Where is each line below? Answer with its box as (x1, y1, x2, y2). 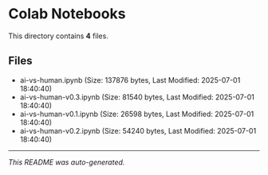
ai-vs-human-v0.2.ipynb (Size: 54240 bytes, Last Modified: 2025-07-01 (19, 126, 257, 135)
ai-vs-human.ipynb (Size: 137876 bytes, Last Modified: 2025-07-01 (19, 75, 241, 84)
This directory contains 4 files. (8, 31, 109, 41)
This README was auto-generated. (8, 157, 125, 167)
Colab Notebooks (8, 5, 126, 23)
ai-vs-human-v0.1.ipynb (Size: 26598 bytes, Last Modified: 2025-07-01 (19, 109, 254, 119)
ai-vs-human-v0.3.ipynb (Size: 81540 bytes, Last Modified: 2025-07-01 (19, 92, 255, 102)
